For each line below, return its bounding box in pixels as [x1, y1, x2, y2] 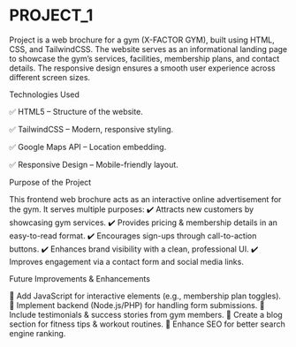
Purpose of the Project [9, 177, 92, 187]
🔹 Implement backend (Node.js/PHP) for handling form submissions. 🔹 [9, 299, 265, 310]
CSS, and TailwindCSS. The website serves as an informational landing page [9, 43, 288, 54]
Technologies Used [9, 89, 80, 100]
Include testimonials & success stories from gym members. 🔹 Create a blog [9, 309, 283, 320]
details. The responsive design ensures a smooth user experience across [9, 63, 276, 73]
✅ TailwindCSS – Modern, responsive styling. [9, 124, 174, 134]
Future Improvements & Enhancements [9, 273, 150, 283]
